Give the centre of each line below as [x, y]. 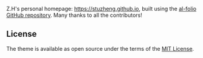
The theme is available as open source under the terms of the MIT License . [100, 48]
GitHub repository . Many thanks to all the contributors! [74, 15]
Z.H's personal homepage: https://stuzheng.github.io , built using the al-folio [101, 9]
